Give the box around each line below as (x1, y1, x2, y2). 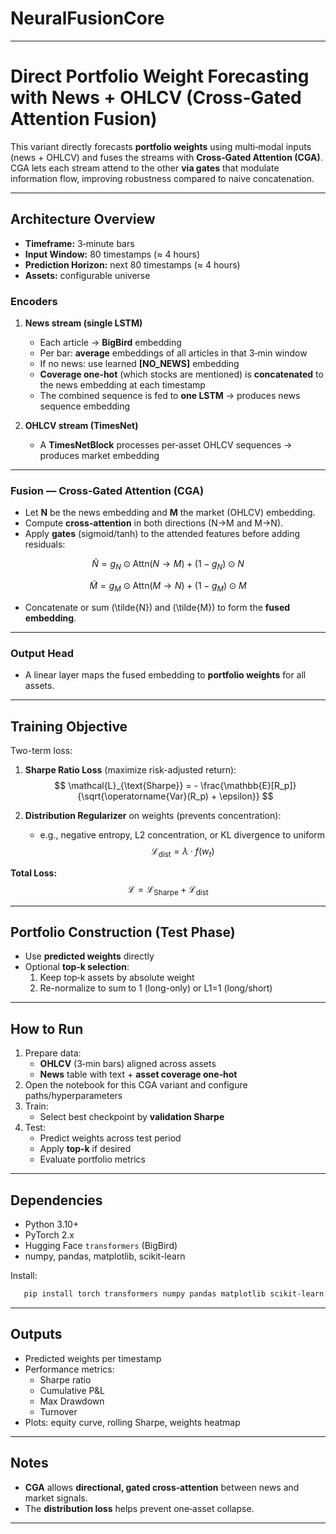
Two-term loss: (10, 744, 73, 756)
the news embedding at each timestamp (39, 378, 206, 391)
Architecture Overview (10, 211, 156, 228)
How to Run (10, 1020, 84, 1037)
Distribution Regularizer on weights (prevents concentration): (24, 809, 282, 821)
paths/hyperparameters (24, 1090, 123, 1102)
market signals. (24, 1492, 88, 1504)
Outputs (10, 1326, 63, 1343)
